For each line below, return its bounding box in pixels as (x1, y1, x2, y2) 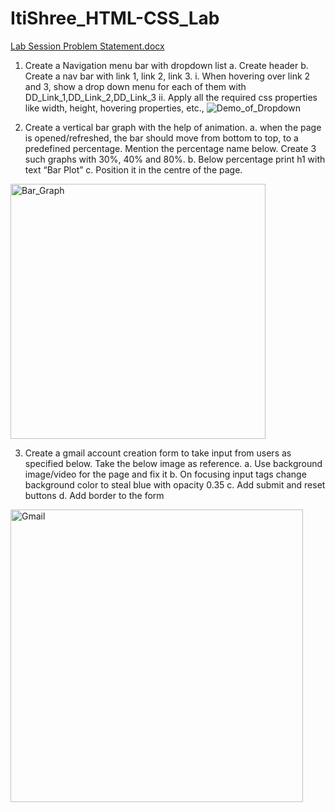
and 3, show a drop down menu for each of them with (24, 80, 247, 92)
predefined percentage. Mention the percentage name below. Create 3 (24, 142, 317, 154)
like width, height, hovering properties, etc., (24, 102, 205, 114)
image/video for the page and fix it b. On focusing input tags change (24, 468, 307, 480)
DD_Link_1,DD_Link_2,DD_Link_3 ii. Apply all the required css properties (24, 91, 318, 103)
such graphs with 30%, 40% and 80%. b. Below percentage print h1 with (24, 153, 326, 165)
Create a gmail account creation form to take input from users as (24, 447, 292, 459)
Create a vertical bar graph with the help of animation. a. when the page (24, 121, 322, 133)
